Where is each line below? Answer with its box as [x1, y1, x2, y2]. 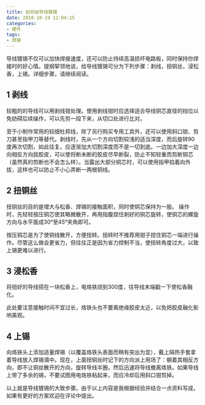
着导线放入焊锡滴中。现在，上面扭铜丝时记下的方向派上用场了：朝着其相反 [6, 356, 193, 363]
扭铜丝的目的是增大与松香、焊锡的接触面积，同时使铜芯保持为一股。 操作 [6, 203, 190, 210]
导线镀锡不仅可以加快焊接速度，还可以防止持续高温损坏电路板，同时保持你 [6, 55, 193, 62]
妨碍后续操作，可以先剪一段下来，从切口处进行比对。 [11, 114, 145, 122]
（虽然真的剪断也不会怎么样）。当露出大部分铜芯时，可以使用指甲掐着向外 [6, 158, 191, 166]
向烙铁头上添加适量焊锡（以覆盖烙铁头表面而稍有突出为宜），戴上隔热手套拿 [6, 349, 196, 356]
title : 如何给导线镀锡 [6, 9, 58, 15]
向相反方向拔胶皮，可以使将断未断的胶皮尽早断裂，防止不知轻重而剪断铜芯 [6, 150, 193, 158]
